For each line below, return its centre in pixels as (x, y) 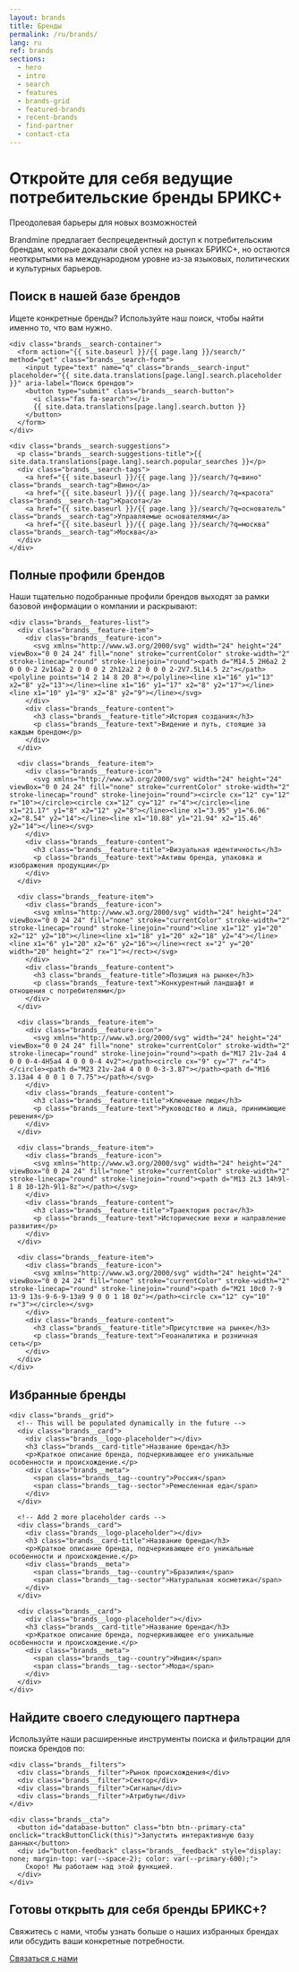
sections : (28, 59)
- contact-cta (43, 134)
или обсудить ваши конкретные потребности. (97, 1941)
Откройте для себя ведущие (121, 179)
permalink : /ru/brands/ (54, 34)
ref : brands (31, 51)
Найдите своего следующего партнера (124, 1717)
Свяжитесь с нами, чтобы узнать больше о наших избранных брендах (144, 1931)
